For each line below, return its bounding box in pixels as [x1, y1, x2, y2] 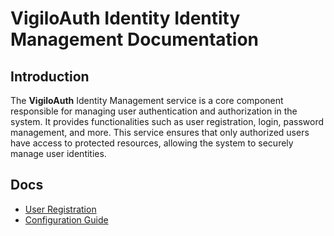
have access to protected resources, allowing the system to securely [10, 137, 294, 149]
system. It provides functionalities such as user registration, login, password [10, 116, 325, 127]
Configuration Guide [24, 213, 109, 226]
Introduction [10, 68, 90, 85]
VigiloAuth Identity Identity [10, 7, 241, 30]
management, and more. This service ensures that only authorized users [10, 127, 310, 138]
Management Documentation [10, 28, 260, 51]
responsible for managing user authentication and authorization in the [10, 105, 298, 117]
